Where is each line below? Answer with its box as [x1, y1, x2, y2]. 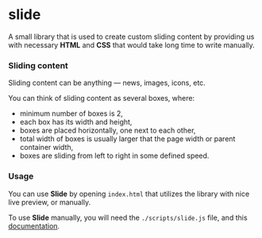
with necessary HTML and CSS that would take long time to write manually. [8, 40, 256, 49]
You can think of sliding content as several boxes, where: [8, 94, 195, 103]
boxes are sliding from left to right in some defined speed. [19, 151, 210, 160]
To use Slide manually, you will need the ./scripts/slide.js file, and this [8, 213, 248, 222]
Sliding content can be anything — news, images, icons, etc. [8, 78, 206, 88]
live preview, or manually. [8, 197, 91, 207]
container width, [19, 143, 74, 152]
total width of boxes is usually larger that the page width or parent [19, 134, 236, 144]
